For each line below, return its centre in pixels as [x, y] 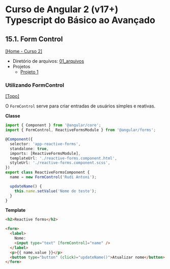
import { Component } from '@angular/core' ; [53, 125]
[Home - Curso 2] [24, 51]
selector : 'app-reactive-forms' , [45, 144]
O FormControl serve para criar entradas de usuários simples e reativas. [80, 106]
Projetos [21, 66]
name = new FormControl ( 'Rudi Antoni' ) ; [53, 177]
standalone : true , [30, 149]
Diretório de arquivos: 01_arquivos [48, 61]
